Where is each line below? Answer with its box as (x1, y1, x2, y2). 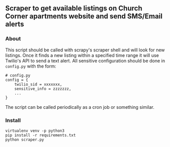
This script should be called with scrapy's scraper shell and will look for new (5, 47, 165, 53)
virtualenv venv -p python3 (5, 128, 65, 133)
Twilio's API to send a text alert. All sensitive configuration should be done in (5, 57, 165, 64)
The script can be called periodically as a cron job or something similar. (5, 104, 155, 110)
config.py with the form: (5, 63, 56, 69)
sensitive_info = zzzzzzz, (14, 86, 72, 91)
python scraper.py (5, 137, 44, 142)
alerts (5, 20, 24, 28)
